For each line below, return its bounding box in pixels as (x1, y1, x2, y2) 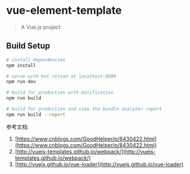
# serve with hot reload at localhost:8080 (6, 73, 117, 79)
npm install (6, 62, 36, 68)
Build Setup (6, 41, 50, 51)
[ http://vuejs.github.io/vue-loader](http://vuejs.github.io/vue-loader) (14, 160, 184, 168)
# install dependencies (6, 56, 66, 63)
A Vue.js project (20, 23, 61, 31)
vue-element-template (6, 4, 122, 17)
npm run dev (6, 79, 36, 85)
